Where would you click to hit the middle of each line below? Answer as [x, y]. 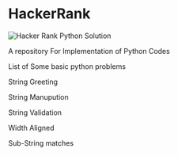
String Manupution [38, 97]
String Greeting [33, 82]
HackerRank [49, 14]
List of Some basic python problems [67, 66]
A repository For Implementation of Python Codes [89, 51]
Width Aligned [31, 127]
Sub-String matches [41, 143]
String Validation [35, 112]
